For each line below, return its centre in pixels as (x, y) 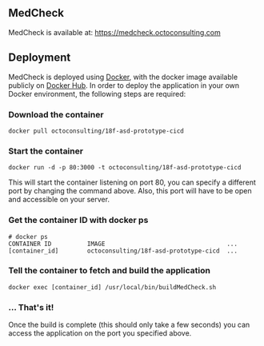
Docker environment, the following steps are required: (97, 93)
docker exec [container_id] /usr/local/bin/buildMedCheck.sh (112, 287)
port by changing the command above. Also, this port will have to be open (130, 191)
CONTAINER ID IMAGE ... (123, 244)
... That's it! (31, 307)
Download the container (56, 114)
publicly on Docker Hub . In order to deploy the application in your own (124, 85)
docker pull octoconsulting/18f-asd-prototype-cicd (96, 131)
